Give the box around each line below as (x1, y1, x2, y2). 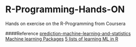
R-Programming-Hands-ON (5, 4, 125, 15)
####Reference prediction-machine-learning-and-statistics (5, 30, 131, 36)
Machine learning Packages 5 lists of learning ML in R (5, 36, 119, 42)
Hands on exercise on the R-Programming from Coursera (5, 20, 126, 27)
